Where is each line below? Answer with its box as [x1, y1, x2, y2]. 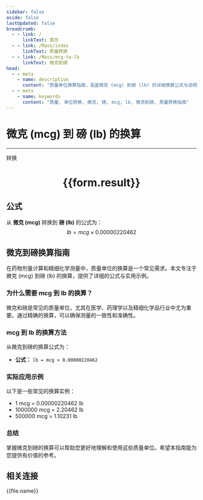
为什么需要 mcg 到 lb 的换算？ [6, 289, 93, 297]
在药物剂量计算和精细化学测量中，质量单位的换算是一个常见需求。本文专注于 [6, 265, 197, 272]
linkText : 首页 [22, 37, 59, 43]
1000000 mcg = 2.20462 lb [14, 406, 84, 413]
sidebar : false [6, 8, 45, 15]
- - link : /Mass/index [11, 43, 69, 49]
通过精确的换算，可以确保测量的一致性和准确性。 [16, 311, 139, 319]
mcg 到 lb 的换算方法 [6, 328, 67, 337]
